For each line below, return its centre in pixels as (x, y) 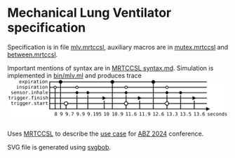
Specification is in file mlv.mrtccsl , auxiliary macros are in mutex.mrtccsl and (118, 47)
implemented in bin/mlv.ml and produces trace (74, 76)
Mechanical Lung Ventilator (89, 13)
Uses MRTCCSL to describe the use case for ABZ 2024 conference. (106, 134)
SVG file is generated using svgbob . (59, 148)
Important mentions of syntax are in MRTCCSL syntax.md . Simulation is (110, 68)
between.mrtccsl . (33, 55)
